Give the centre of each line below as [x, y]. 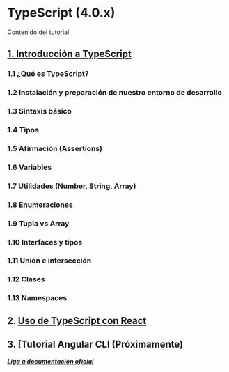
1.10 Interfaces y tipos [45, 242]
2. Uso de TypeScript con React [77, 321]
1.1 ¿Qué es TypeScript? [48, 74]
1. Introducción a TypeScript [70, 54]
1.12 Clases [26, 279]
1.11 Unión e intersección [49, 261]
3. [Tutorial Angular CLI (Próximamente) [95, 344]
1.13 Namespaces [37, 298]
